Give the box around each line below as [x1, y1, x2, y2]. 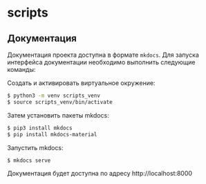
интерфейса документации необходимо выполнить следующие [7, 58, 196, 66]
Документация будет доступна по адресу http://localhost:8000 [7, 169, 192, 178]
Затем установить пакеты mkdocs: [7, 111, 109, 119]
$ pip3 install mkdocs [7, 125, 73, 131]
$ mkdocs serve [7, 157, 51, 164]
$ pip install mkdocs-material [7, 131, 97, 138]
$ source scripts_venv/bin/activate [7, 98, 113, 105]
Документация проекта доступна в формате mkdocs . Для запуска [7, 50, 199, 59]
